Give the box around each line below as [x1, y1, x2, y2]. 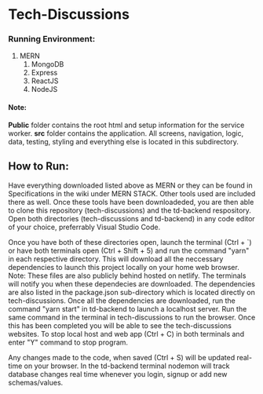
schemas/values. [8, 378, 64, 387]
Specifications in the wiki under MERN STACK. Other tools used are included [8, 188, 256, 198]
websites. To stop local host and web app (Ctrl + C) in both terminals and [8, 329, 245, 338]
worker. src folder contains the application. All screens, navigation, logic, [8, 128, 244, 138]
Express [31, 68, 58, 78]
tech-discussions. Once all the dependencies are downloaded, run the [8, 296, 236, 305]
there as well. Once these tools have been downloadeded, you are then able [8, 197, 254, 206]
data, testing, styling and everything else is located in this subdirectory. [8, 137, 239, 146]
